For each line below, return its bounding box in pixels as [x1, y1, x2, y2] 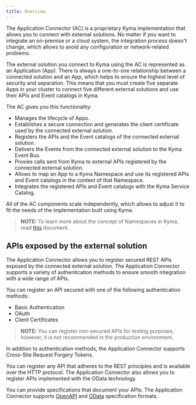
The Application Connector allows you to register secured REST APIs [6, 257, 172, 264]
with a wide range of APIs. [6, 275, 70, 282]
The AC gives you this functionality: [6, 103, 92, 110]
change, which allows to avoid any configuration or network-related [6, 43, 169, 50]
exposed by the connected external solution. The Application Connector [6, 262, 180, 269]
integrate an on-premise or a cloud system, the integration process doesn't [6, 37, 187, 44]
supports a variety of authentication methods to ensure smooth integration [6, 269, 186, 276]
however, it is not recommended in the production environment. [20, 334, 174, 341]
